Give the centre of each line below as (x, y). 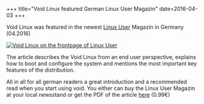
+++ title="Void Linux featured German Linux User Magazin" (82, 9)
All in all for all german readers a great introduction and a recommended (97, 82)
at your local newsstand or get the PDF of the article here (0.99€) (88, 95)
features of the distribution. (40, 70)
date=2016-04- (178, 9)
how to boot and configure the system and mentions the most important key (102, 64)
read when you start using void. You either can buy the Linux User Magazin (101, 88)
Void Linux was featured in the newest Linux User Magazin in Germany (95, 27)
